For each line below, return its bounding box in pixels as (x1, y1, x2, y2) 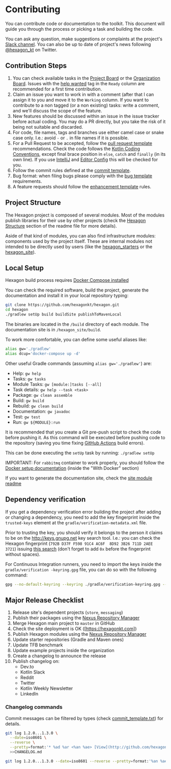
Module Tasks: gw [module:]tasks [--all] (12, 381, 102, 387)
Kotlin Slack (20, 669, 45, 675)
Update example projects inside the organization (12, 647, 115, 654)
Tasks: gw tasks (12, 375, 46, 381)
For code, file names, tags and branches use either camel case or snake (12, 129, 164, 135)
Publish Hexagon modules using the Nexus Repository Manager (12, 631, 147, 637)
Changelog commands (5, 704, 63, 711)
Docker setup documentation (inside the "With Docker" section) (5, 465, 139, 471)
